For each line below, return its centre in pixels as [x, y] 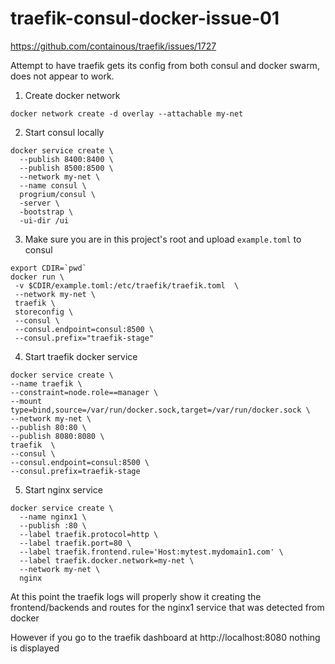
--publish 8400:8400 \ [66, 159]
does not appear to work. [62, 76]
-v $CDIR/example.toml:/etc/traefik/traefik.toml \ [127, 285]
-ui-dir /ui [44, 220]
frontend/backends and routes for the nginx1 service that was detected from [167, 607]
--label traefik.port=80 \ [75, 543]
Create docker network [72, 95]
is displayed [35, 648]
